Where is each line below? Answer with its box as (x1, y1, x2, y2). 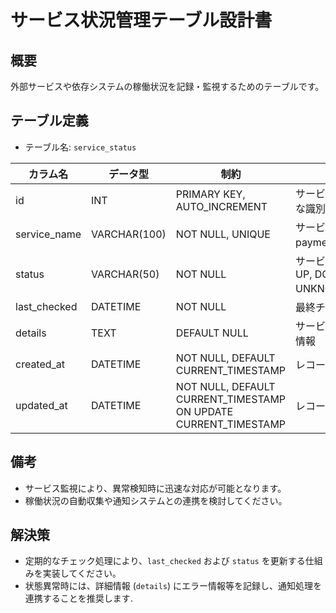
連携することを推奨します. (24, 592, 133, 605)
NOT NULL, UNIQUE (175, 227, 271, 241)
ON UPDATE (175, 404, 234, 418)
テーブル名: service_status (24, 141, 137, 153)
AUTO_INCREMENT (175, 199, 268, 213)
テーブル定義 (10, 112, 89, 130)
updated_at (15, 398, 68, 412)
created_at (15, 357, 66, 371)
